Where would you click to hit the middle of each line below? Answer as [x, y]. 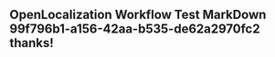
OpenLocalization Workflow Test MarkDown [138, 15]
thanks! [32, 43]
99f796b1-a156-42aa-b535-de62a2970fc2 [135, 29]
